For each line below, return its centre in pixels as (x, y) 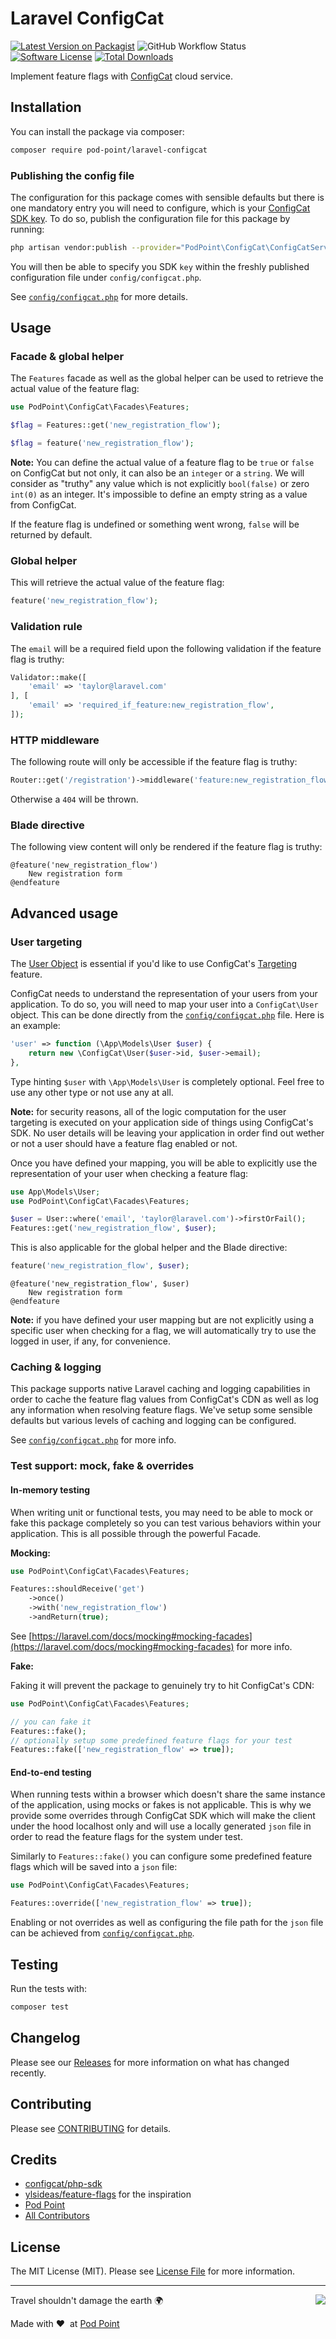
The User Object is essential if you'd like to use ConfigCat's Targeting (154, 964)
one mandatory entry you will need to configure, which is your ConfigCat (160, 208)
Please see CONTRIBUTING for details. (91, 2128)
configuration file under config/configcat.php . (106, 277)
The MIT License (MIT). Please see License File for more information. (152, 2271)
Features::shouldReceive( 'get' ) (77, 1589)
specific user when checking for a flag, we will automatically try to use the (163, 1331)
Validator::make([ (48, 677)
